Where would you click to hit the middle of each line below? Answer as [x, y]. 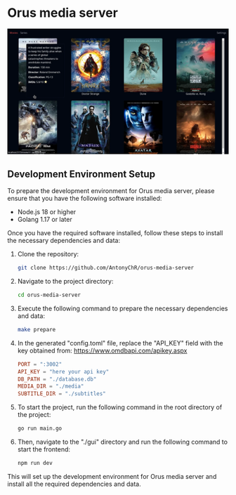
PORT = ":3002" [40, 364]
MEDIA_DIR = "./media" [51, 387]
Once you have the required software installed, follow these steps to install [115, 233]
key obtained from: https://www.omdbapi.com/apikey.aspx [102, 350]
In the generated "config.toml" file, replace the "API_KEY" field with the [120, 343]
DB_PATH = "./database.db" [57, 379]
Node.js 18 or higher [47, 212]
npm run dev [35, 463]
